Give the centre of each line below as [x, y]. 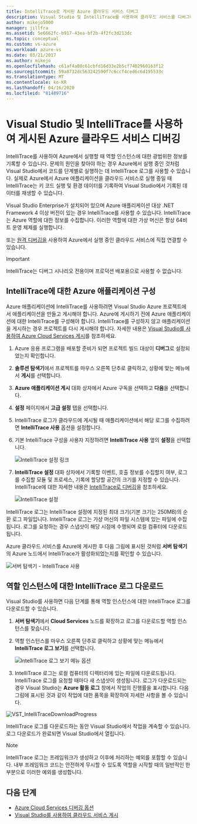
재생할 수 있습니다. [43, 193]
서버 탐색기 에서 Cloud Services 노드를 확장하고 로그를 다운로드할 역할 [95, 621]
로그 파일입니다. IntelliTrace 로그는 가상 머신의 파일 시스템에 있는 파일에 [94, 519]
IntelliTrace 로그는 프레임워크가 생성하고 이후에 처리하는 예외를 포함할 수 [89, 758]
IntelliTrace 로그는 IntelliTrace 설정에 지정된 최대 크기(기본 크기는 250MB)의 [94, 511]
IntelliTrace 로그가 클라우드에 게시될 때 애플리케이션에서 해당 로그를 [92, 420]
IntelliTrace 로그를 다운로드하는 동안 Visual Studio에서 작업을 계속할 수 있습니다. [98, 726]
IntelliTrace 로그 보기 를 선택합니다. [55, 648]
